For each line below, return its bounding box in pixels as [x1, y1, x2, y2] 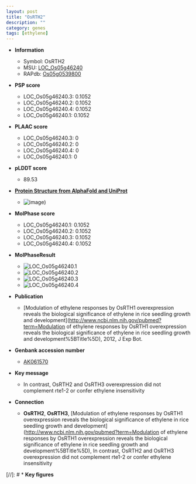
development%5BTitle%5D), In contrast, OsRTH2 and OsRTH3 [23, 447, 174, 455]
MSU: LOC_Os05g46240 [23, 64, 83, 71]
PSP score [14, 82, 40, 89]
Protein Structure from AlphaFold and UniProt [14, 187, 128, 194]
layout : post [6, 8, 38, 15]
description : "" [6, 19, 46, 25]
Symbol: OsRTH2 [23, 58, 66, 65]
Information [14, 46, 44, 53]
